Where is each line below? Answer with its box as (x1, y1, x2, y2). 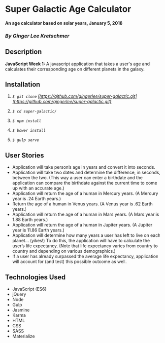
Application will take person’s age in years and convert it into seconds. (12, 164, 156, 170)
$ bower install (12, 128, 46, 133)
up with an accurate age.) (12, 185, 65, 191)
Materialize (12, 333, 35, 339)
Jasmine (12, 307, 30, 313)
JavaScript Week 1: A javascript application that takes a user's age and (5, 61, 150, 67)
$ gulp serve (12, 138, 39, 143)
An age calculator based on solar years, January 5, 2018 (5, 20, 123, 26)
